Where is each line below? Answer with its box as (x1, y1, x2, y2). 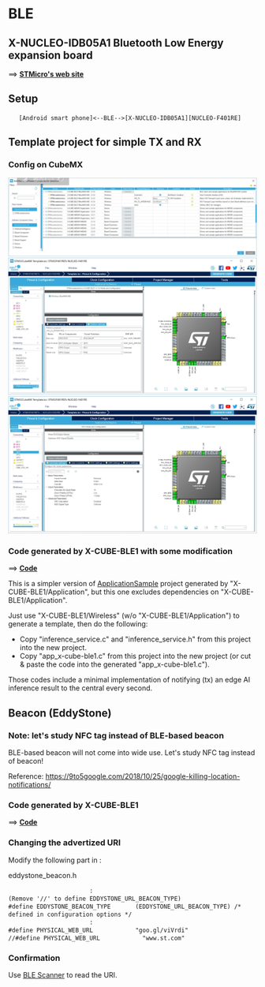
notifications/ (8, 780, 51, 790)
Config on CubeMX (8, 159, 84, 170)
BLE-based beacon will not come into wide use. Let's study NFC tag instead (8, 748, 256, 757)
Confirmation (8, 952, 61, 963)
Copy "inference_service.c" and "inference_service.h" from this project (19, 634, 251, 644)
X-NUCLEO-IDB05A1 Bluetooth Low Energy (8, 36, 224, 50)
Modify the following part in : (8, 855, 102, 865)
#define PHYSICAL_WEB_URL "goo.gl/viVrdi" (8, 926, 189, 934)
